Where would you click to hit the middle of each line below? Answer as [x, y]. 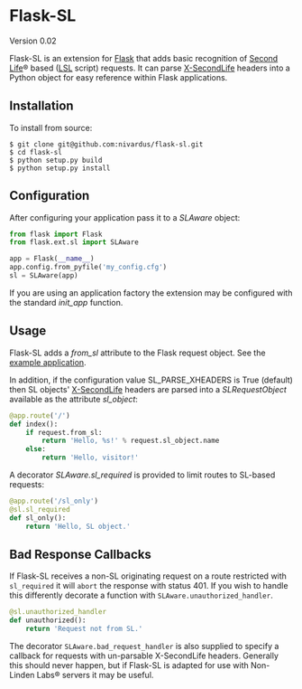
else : [36, 449]
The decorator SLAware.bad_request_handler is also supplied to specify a [144, 646]
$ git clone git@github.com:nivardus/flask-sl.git [106, 144]
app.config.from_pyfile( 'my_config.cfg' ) [88, 268]
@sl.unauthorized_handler [58, 612]
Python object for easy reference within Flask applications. [119, 77]
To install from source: [51, 127]
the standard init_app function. [66, 302]
